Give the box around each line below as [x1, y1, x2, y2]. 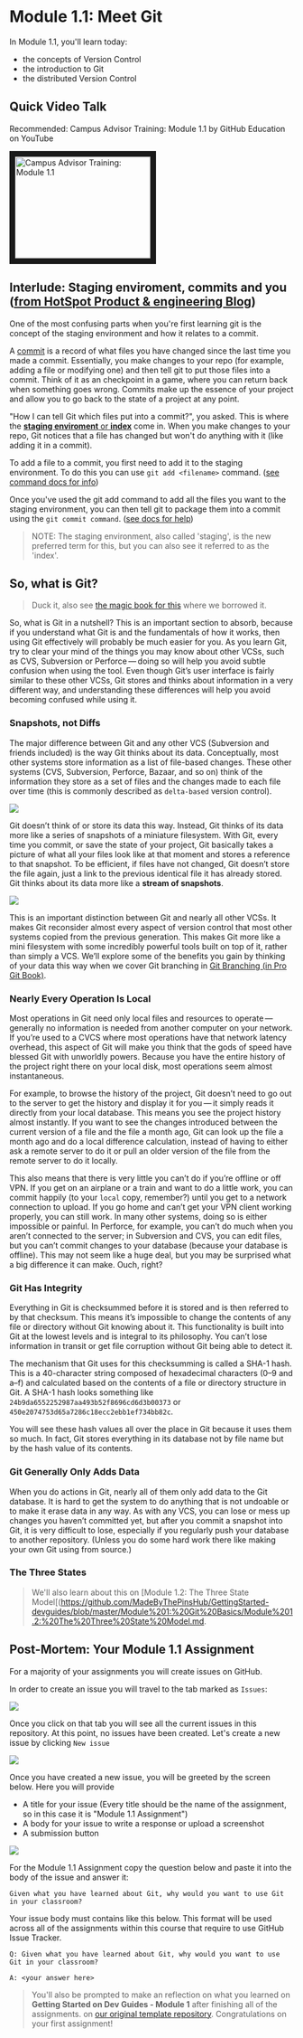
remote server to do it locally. [9, 1155, 118, 1165]
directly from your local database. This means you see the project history [9, 1107, 281, 1118]
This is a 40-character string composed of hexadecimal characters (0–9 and [9, 1368, 293, 1379]
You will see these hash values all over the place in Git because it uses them [9, 1424, 292, 1435]
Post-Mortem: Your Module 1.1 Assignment [9, 1642, 254, 1657]
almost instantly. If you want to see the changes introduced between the [9, 1117, 278, 1128]
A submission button [22, 1827, 99, 1838]
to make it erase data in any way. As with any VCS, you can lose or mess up [9, 1505, 290, 1516]
